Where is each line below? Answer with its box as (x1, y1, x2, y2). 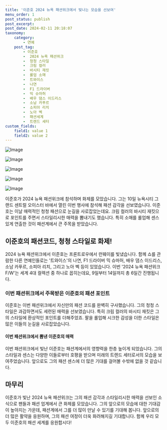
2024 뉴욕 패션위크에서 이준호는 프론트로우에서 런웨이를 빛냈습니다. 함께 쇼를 (5, 251, 156, 257)
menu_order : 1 (5, 12, 35, 17)
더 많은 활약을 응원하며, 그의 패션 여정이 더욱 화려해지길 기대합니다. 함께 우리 (5, 413, 154, 419)
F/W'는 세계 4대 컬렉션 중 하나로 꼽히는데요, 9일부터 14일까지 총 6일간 (5, 270, 142, 276)
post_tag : (14, 45, 35, 50)
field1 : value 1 (14, 128, 48, 133)
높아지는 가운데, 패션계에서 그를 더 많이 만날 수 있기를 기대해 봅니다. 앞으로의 (10, 407, 160, 413)
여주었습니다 (5, 358, 30, 364)
